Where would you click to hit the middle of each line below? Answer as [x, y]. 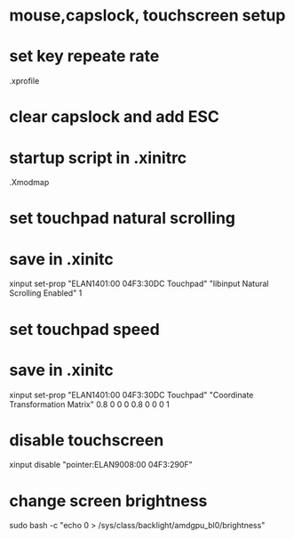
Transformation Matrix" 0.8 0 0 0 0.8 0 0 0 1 [90, 404]
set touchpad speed [84, 329]
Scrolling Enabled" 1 [46, 293]
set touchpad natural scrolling [122, 218]
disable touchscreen [87, 440]
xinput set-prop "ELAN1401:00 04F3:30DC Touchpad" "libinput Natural [139, 284]
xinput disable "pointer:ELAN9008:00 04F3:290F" [101, 465]
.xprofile [24, 81]
